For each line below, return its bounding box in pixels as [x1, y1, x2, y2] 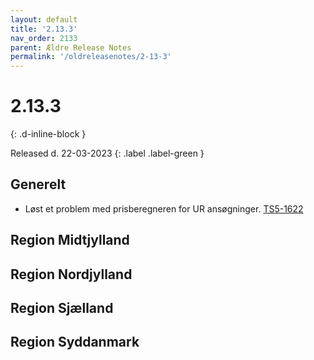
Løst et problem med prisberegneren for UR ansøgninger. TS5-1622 [24, 202, 304, 215]
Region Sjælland [10, 300, 114, 317]
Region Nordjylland [10, 266, 133, 283]
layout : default [10, 14, 78, 25]
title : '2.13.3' [10, 24, 78, 34]
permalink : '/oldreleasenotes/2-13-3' [10, 52, 172, 62]
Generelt [10, 176, 67, 193]
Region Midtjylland [10, 232, 130, 249]
